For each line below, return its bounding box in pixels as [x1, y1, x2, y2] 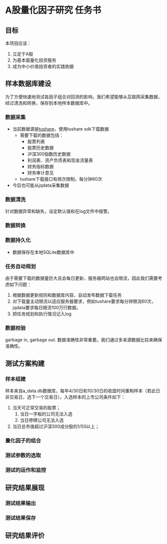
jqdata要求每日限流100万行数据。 [12, 304, 81, 310]
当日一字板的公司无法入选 [19, 411, 73, 417]
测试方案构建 [5, 359, 45, 368]
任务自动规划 [5, 263, 36, 270]
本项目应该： [5, 41, 31, 46]
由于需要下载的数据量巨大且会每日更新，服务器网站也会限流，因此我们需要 [5, 275, 158, 281]
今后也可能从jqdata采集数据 [12, 182, 69, 188]
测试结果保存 [5, 514, 36, 521]
